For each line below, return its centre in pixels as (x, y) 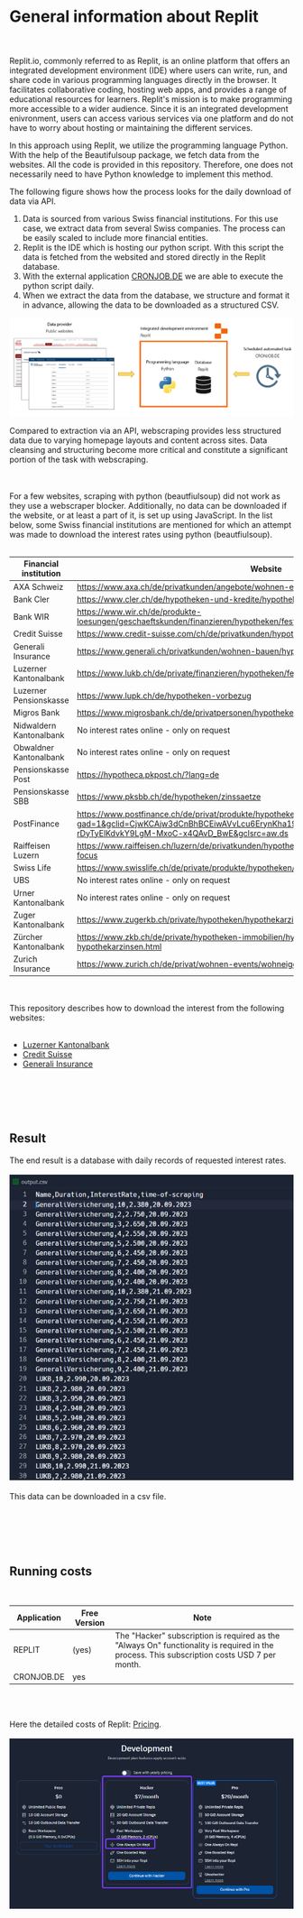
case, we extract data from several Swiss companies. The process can (154, 228)
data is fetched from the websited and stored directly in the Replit (144, 257)
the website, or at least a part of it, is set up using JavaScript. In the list (141, 515)
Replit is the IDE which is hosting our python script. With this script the (153, 247)
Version (90, 1622)
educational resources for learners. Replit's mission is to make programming (151, 99)
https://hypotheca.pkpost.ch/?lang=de (147, 774)
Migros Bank (37, 713)
